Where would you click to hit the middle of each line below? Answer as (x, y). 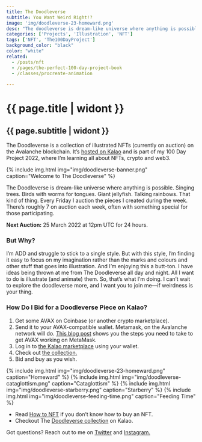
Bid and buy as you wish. (46, 359)
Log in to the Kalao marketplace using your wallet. (77, 346)
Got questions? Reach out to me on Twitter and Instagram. (78, 432)
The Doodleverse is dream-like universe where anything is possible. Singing (100, 188)
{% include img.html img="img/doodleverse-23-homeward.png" (86, 370)
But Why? (21, 241)
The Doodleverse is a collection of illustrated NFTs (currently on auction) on (100, 146)
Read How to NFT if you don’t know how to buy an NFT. (84, 414)
